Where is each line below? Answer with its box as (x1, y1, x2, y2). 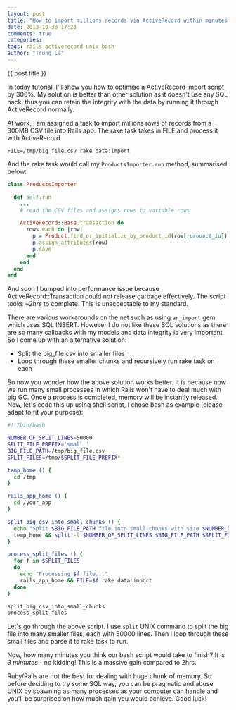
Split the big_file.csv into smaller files (17, 350, 125, 358)
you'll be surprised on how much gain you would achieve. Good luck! (7, 694, 207, 703)
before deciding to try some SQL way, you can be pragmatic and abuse (7, 680, 214, 688)
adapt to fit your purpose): (7, 408, 84, 417)
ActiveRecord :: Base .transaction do (20, 219, 124, 226)
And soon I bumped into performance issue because (7, 285, 159, 293)
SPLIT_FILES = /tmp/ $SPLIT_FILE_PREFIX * (7, 454, 121, 461)
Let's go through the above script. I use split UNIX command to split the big (7, 622, 229, 631)
